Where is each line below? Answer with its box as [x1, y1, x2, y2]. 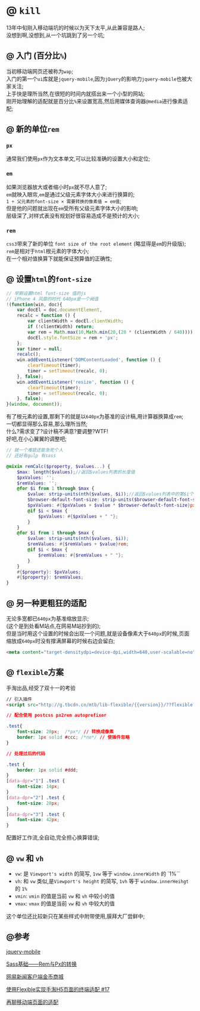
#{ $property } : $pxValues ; [17, 569, 82, 575]
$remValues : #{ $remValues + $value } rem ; [27, 541, 129, 547]
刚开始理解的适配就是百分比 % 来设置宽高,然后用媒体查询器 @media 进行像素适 [6, 97, 189, 104]
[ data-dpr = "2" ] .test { [6, 794, 65, 800]
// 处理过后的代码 [6, 750, 46, 757]
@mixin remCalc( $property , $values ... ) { [6, 463, 111, 469]
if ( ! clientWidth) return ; [27, 323, 95, 330]
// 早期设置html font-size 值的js [6, 290, 86, 296]
